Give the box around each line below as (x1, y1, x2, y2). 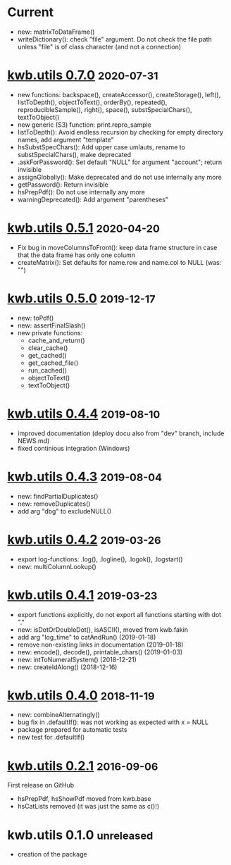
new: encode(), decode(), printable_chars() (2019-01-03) (17, 647, 183, 656)
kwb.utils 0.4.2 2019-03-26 (7, 531, 161, 547)
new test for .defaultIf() (17, 733, 85, 742)
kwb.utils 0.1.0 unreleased (7, 827, 154, 842)
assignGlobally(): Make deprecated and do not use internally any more (17, 173, 222, 181)
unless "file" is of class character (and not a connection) (17, 42, 182, 51)
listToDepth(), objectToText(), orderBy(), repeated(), (17, 98, 168, 106)
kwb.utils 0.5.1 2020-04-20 (7, 220, 160, 236)
